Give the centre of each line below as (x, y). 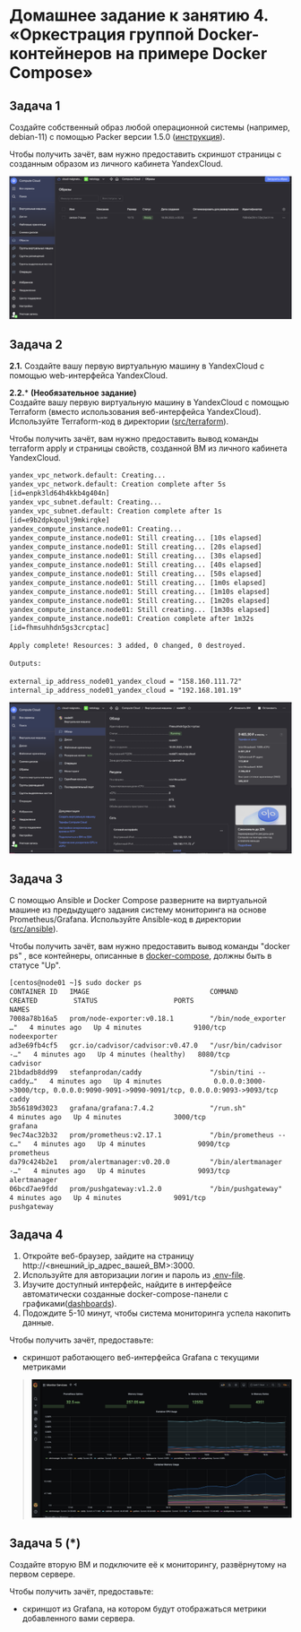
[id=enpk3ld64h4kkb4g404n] (60, 494)
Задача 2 (36, 345)
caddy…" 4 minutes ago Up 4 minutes (86, 1082)
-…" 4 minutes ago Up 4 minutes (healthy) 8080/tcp (120, 1055)
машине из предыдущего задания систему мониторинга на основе (138, 910)
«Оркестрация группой (102, 35)
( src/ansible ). (34, 929)
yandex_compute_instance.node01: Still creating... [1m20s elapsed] (140, 601)
